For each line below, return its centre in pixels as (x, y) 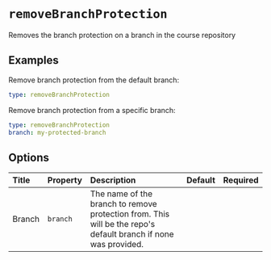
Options (29, 157)
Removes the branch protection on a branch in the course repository (122, 35)
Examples (33, 60)
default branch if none (132, 234)
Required (241, 180)
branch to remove (123, 204)
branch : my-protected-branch (57, 132)
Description (113, 180)
